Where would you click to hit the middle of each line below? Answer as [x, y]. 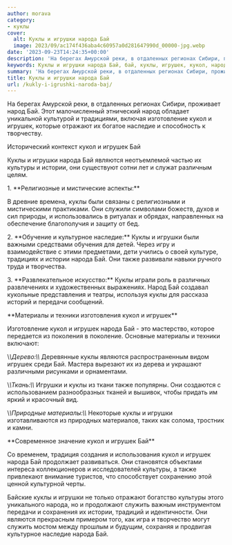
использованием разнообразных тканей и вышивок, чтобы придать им [112, 392]
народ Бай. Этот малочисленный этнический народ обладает [98, 111]
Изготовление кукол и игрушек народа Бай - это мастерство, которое [111, 329]
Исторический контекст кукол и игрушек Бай [74, 147]
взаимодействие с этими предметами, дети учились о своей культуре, [113, 252]
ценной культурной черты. [47, 484]
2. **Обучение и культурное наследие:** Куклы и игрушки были [103, 237]
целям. [17, 175]
